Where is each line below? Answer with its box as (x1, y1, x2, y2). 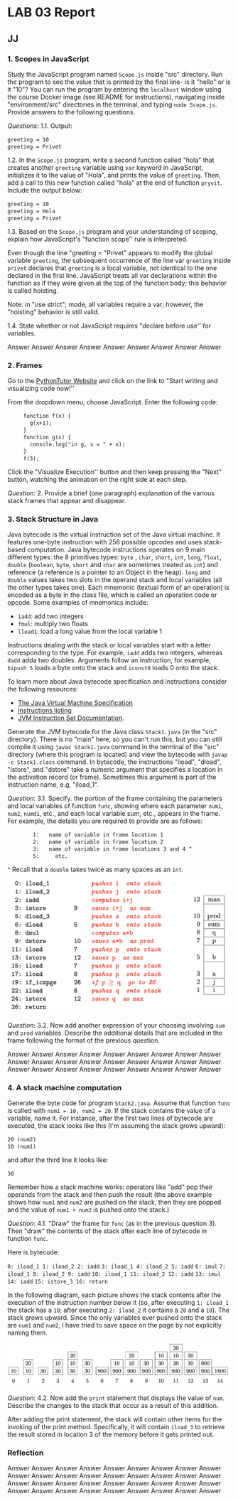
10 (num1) (7, 1143, 37, 1150)
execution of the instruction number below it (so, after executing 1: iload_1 (7, 1298, 229, 1306)
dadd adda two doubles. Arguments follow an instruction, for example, (7, 656, 211, 665)
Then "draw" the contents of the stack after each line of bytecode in (7, 1227, 207, 1235)
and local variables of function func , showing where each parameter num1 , (7, 802, 224, 810)
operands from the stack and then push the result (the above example (7, 1190, 212, 1198)
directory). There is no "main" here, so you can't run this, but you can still (7, 735, 222, 743)
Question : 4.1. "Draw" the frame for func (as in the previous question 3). (7, 1219, 217, 1227)
